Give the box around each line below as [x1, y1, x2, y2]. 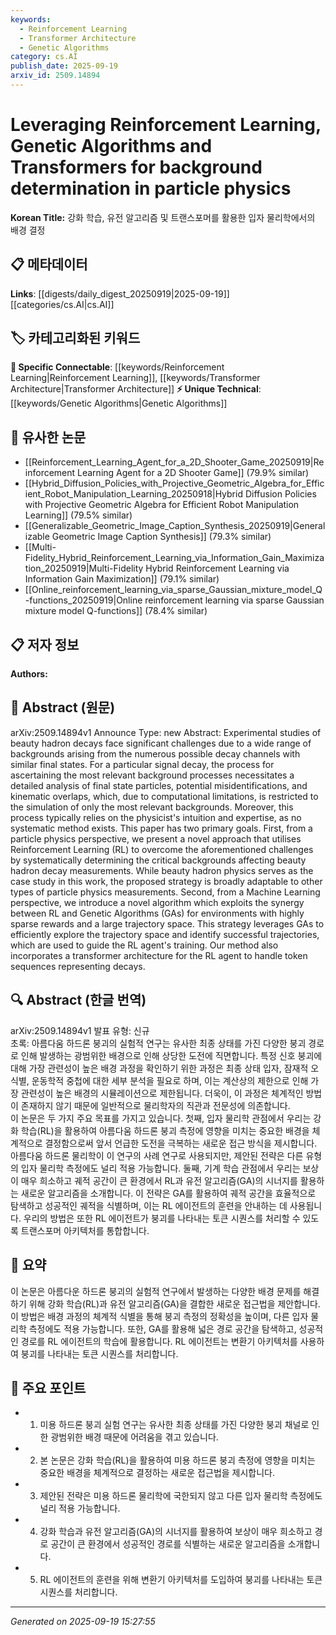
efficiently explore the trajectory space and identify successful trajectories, [10, 928, 320, 940]
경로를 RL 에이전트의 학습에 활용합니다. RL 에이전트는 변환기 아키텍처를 [20, 1335, 298, 1347]
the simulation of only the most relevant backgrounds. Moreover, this [10, 801, 294, 813]
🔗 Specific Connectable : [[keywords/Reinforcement [10, 361, 225, 373]
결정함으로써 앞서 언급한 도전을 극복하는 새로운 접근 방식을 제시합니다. [44, 1137, 318, 1149]
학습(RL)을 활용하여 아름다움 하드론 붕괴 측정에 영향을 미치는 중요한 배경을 [20, 1124, 310, 1136]
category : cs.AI [10, 52, 78, 62]
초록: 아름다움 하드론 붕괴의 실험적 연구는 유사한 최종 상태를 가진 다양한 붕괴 [10, 1037, 307, 1049]
